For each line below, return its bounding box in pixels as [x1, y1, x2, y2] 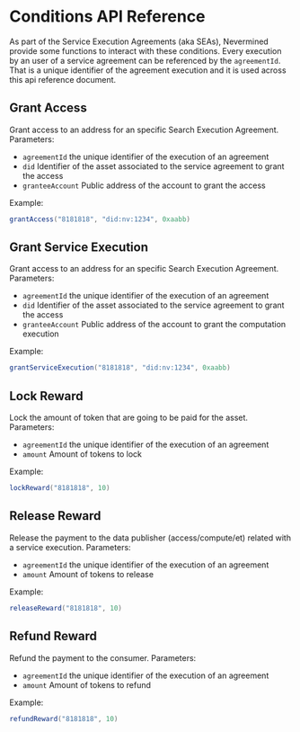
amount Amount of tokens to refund [22, 679, 151, 690]
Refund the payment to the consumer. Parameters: [9, 652, 197, 663]
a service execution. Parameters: [9, 541, 132, 552]
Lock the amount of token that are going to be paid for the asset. [9, 412, 249, 424]
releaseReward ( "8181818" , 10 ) [9, 603, 123, 612]
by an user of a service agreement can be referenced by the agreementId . [9, 55, 281, 66]
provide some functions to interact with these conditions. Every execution [9, 45, 282, 56]
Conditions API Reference [9, 6, 206, 27]
